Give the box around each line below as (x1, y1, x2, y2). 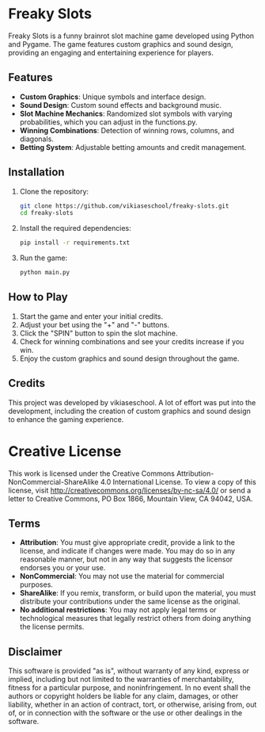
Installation (8, 166, 65, 179)
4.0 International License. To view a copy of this (100, 477, 257, 486)
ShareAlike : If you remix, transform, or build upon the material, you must (19, 588, 256, 598)
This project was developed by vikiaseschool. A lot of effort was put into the (8, 397, 256, 407)
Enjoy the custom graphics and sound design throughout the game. (19, 354, 240, 363)
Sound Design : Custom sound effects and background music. (19, 100, 222, 109)
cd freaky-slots (19, 209, 74, 217)
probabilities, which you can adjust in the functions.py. (19, 117, 198, 127)
